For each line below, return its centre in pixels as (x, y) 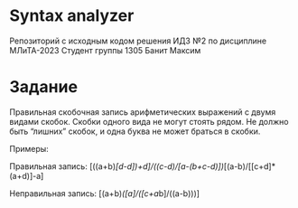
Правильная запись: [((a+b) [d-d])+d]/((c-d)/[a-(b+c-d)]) (116, 166)
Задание (44, 87)
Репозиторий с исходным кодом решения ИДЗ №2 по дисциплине (138, 41)
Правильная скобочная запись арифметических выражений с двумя (143, 112)
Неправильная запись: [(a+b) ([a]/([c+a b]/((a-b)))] (105, 193)
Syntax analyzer (72, 16)
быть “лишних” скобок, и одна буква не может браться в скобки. (135, 131)
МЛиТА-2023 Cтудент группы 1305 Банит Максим (105, 50)
